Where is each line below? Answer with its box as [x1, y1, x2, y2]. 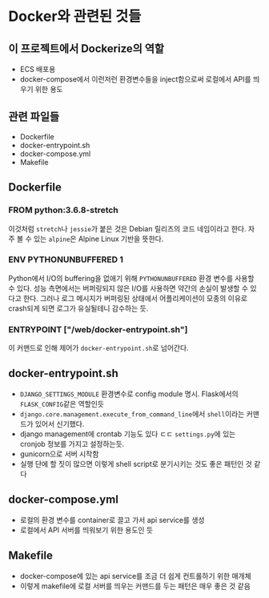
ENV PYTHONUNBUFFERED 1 [8, 254, 124, 265]
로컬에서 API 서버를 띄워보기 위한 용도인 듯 [19, 525, 154, 535]
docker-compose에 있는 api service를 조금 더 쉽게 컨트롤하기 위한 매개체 [19, 571, 252, 580]
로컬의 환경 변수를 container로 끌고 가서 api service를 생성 [19, 515, 205, 524]
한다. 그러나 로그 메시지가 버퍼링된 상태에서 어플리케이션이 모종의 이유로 [22, 293, 248, 303]
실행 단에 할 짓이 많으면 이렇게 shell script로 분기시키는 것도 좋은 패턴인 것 [19, 459, 252, 468]
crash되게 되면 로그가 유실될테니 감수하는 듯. [8, 303, 149, 313]
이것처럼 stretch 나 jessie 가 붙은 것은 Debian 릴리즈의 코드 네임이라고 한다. [8, 223, 247, 233]
